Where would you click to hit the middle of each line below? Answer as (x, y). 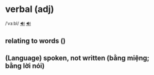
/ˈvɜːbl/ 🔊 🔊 (18, 23)
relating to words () (35, 41)
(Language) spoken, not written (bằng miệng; (77, 58)
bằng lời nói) (25, 66)
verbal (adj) (29, 9)
